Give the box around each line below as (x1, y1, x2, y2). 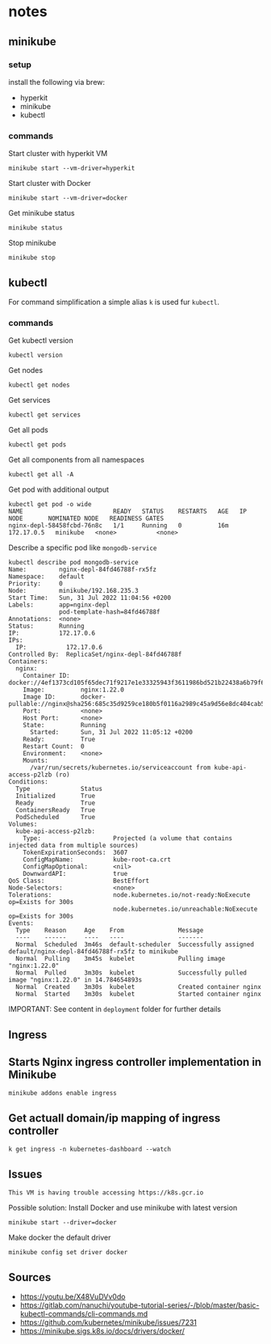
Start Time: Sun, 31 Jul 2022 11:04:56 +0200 (8, 594, 172, 602)
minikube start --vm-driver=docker (8, 194, 128, 202)
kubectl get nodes (8, 381, 70, 390)
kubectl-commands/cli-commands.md (19, 1308, 148, 1318)
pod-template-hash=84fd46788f (59, 608, 161, 616)
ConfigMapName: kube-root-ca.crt (23, 856, 172, 864)
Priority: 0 (8, 580, 63, 588)
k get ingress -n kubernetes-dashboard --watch (8, 1145, 172, 1154)
